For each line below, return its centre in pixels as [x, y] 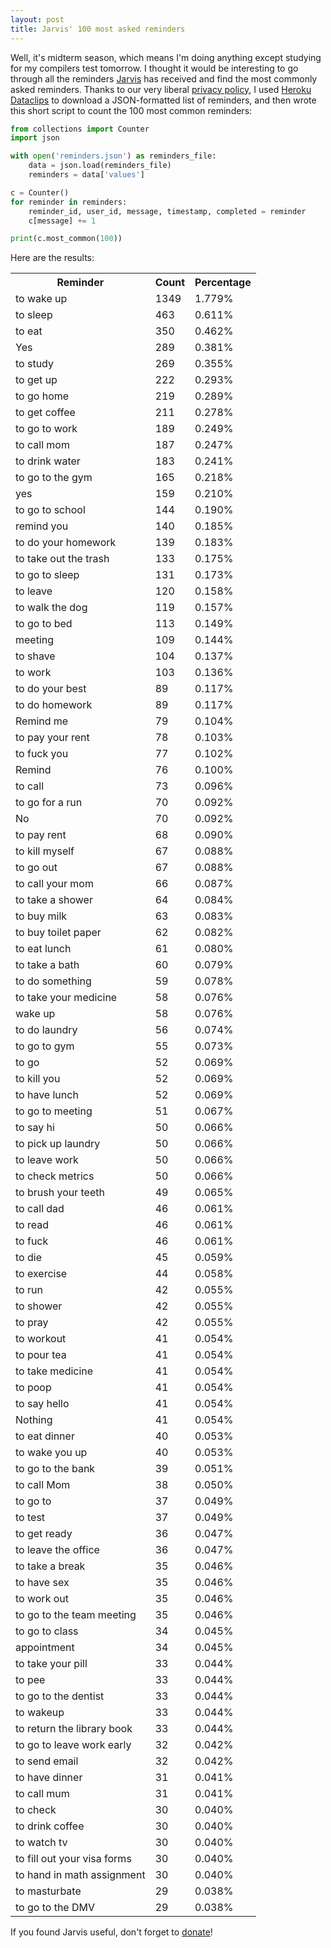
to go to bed [44, 624]
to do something [53, 981]
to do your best [51, 689]
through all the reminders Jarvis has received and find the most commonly [164, 78]
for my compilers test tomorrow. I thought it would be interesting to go [154, 68]
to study [34, 364]
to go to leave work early [73, 1745]
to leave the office [57, 1550]
